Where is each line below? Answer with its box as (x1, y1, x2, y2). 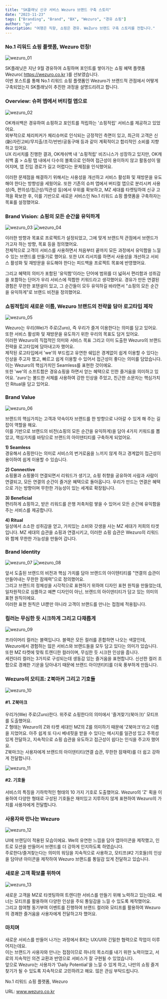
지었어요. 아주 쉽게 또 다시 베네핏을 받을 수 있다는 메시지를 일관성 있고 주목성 (10, 730, 160, 736)
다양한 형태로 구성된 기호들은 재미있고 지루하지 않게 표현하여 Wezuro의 (18, 795, 157, 801)
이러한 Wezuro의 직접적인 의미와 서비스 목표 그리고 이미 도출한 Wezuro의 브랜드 (5, 337, 162, 343)
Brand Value (5, 394, 36, 401)
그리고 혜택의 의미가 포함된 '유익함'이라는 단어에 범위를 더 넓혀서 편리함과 (5, 270, 148, 276)
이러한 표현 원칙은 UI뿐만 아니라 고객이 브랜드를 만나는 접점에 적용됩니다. (5, 601, 147, 607)
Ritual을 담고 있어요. (10, 381, 50, 387)
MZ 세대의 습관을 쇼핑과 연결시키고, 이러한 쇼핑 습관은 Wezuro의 (19, 529, 146, 535)
